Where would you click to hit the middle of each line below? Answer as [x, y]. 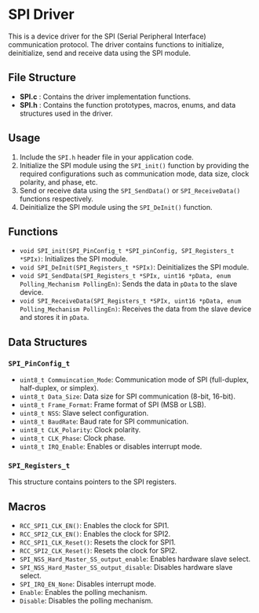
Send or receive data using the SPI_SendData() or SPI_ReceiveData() [130, 190]
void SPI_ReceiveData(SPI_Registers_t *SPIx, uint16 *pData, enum [130, 301]
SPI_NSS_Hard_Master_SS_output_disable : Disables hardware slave [126, 567]
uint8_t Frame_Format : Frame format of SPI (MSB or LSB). [113, 405]
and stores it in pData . [54, 318]
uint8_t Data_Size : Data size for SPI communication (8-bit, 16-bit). [127, 396]
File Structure [42, 77]
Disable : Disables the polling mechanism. [86, 601]
